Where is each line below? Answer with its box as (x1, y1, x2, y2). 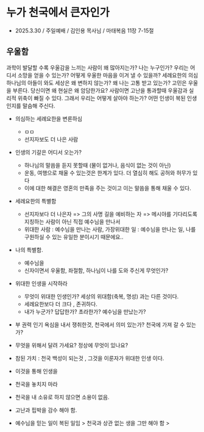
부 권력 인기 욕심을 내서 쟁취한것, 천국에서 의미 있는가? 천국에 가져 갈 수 (15, 321, 185, 328)
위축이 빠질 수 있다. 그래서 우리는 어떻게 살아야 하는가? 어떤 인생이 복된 (17, 94, 186, 101)
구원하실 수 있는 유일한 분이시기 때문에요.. (24, 233, 124, 240)
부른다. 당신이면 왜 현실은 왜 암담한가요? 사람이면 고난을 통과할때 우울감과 (12, 87, 188, 94)
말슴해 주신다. (22, 102, 55, 109)
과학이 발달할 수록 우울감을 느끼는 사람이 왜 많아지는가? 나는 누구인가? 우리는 (6, 63, 189, 71)
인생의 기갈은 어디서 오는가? (15, 148, 82, 156)
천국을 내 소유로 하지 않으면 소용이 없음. (15, 393, 110, 400)
